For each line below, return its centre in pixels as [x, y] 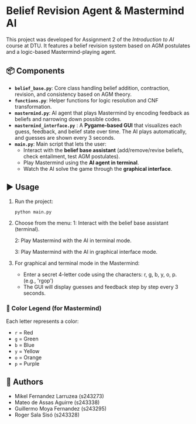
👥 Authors [25, 382]
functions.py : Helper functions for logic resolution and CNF [87, 100]
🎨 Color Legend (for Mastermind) [54, 308]
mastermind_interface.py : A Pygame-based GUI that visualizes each [98, 125]
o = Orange [28, 357]
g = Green [27, 339]
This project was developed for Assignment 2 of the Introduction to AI [90, 39]
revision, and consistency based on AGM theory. [73, 94]
